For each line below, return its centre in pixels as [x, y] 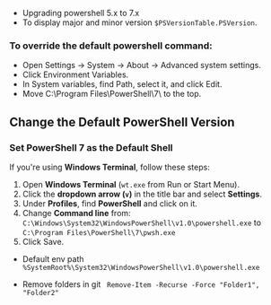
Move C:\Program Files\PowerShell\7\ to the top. [112, 94]
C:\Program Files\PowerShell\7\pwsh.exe [99, 232]
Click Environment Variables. [75, 74]
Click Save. [43, 241]
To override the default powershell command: [111, 46]
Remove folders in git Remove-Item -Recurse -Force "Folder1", [141, 284]
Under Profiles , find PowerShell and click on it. [109, 203]
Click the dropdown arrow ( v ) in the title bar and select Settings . [142, 194]
